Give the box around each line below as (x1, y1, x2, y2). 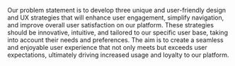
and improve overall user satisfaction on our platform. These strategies (7, 21, 214, 29)
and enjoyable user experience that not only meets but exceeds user (7, 44, 207, 51)
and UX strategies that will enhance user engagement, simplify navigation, (7, 13, 224, 22)
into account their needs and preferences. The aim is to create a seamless (7, 36, 224, 44)
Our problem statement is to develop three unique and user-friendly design (7, 6, 227, 14)
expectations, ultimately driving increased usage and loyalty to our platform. (7, 51, 229, 59)
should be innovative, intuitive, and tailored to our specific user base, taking (7, 28, 229, 37)
